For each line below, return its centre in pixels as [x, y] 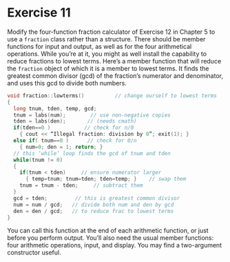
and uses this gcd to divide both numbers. [67, 83]
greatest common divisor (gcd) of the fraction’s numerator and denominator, [115, 75]
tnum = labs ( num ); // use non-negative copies [92, 115]
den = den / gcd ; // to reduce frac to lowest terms [94, 211]
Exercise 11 [39, 13]
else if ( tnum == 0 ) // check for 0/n [75, 141]
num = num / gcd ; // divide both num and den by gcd [94, 205]
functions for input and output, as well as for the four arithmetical [100, 46]
